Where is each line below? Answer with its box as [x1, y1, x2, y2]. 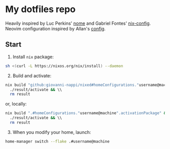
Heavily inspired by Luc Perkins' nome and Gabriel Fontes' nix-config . [5, 20, 151, 26]
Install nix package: [12, 54, 54, 60]
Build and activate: [12, 72, 52, 79]
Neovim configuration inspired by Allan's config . [5, 25, 106, 31]
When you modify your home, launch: [12, 129, 91, 135]
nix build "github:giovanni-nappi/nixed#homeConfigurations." [5, 82, 139, 87]
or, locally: [5, 101, 27, 107]
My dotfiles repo [5, 4, 76, 15]
